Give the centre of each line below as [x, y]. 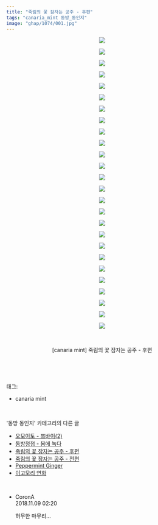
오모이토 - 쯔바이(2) [39, 436]
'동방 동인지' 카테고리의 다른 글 [43, 423]
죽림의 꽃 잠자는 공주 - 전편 [47, 459]
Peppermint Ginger [39, 466]
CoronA [25, 497]
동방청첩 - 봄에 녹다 [38, 444]
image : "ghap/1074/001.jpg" [42, 23]
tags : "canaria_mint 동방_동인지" [47, 18]
